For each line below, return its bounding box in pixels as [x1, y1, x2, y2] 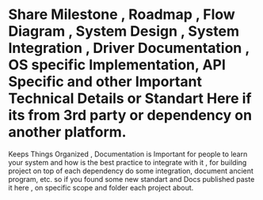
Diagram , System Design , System [8, 22, 240, 40]
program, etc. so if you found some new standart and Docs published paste [8, 174, 255, 183]
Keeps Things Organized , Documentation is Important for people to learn [8, 149, 248, 159]
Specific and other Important [8, 73, 202, 91]
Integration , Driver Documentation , [8, 40, 250, 57]
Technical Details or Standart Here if [8, 89, 252, 108]
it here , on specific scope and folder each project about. [8, 183, 194, 192]
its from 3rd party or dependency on [8, 107, 252, 124]
